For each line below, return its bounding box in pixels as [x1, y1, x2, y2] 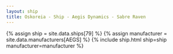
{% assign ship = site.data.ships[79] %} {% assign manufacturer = [6, 30, 168, 37]
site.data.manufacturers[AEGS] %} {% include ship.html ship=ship [6, 36, 167, 43]
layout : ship [6, 8, 38, 15]
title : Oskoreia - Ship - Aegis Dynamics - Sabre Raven [6, 14, 146, 20]
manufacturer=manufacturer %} [6, 42, 84, 49]
